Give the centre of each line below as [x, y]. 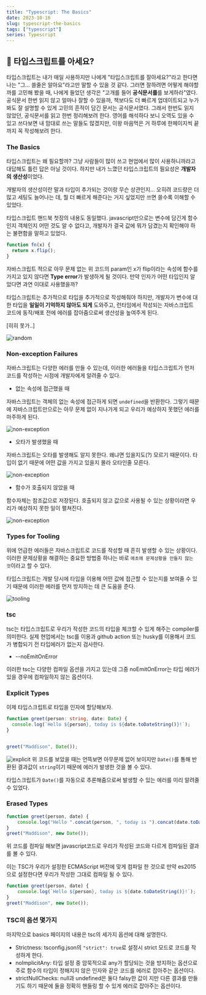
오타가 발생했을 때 [36, 442]
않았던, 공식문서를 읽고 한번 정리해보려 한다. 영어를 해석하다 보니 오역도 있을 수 [100, 115]
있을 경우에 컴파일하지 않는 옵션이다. [50, 677]
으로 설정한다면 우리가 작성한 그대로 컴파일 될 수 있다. [70, 874]
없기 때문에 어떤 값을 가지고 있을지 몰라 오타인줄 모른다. [84, 463]
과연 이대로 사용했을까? [50, 284]
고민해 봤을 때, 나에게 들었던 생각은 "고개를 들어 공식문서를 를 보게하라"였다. [108, 92]
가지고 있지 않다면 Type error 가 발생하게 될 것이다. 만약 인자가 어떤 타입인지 [97, 276]
